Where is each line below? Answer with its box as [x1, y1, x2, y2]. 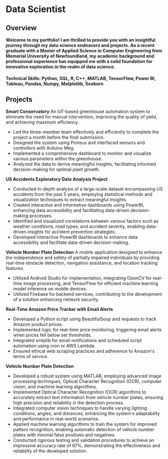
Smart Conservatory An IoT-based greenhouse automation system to [6, 108, 150, 114]
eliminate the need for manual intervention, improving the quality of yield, [6, 114, 157, 120]
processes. [29, 213, 53, 219]
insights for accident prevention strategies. [27, 229, 116, 235]
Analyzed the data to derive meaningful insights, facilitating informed [13, 161, 156, 167]
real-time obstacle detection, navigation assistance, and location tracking [6, 260, 158, 266]
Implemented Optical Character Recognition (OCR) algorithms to [13, 389, 146, 395]
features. [6, 266, 25, 272]
